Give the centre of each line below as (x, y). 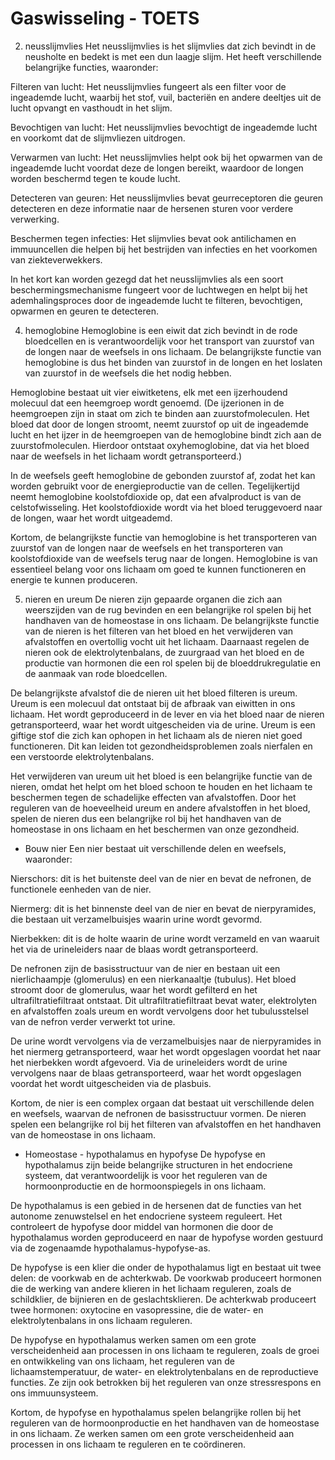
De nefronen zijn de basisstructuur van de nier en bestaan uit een (145, 968)
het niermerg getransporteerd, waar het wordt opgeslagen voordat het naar (166, 1051)
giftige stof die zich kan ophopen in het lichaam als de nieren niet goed (156, 735)
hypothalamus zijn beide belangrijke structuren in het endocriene (158, 1164)
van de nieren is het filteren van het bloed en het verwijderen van (159, 631)
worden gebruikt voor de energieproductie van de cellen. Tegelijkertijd (155, 486)
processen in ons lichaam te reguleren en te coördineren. (128, 1444)
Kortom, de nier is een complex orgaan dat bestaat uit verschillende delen (162, 1103)
